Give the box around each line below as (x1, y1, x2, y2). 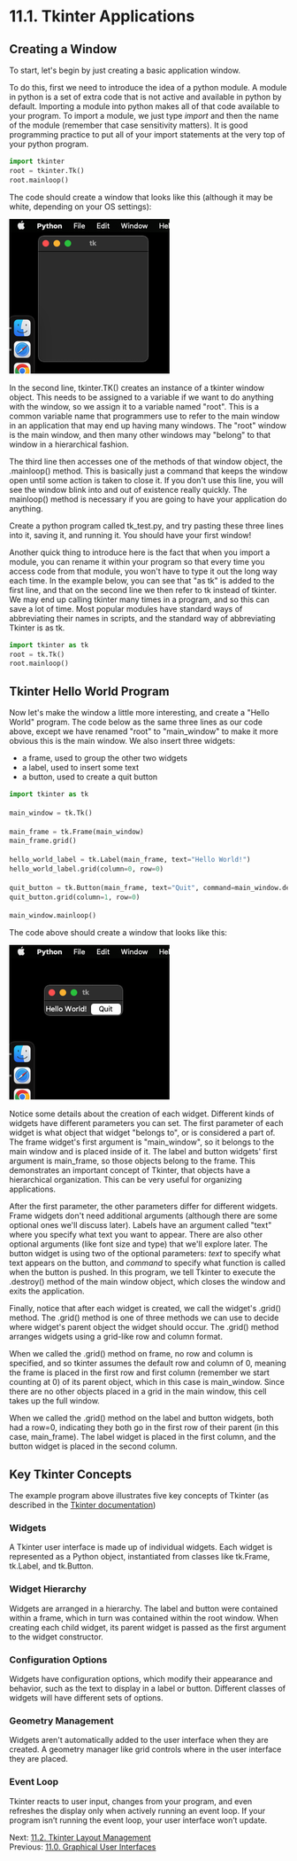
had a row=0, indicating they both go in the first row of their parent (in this (9, 1422, 279, 1433)
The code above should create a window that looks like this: (9, 927, 228, 938)
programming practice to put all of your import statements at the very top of (9, 129, 286, 139)
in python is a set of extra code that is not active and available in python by (9, 91, 282, 102)
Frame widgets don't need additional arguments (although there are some (9, 1210, 278, 1221)
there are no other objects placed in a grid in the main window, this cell (9, 1386, 267, 1397)
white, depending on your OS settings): (9, 201, 152, 212)
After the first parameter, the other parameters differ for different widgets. (9, 1201, 278, 1212)
